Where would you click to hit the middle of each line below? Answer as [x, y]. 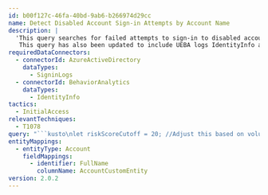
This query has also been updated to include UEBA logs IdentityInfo [137, 45]
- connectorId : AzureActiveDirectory [78, 60]
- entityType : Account [53, 149]
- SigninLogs [51, 75]
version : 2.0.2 [33, 179]
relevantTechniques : [43, 119]
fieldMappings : [48, 156]
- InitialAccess [42, 112]
